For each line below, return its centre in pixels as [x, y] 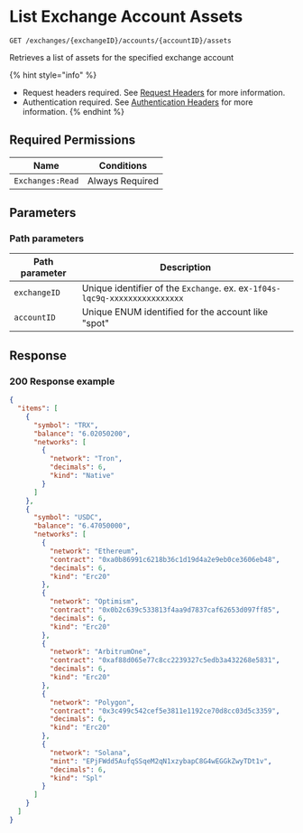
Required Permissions [73, 140]
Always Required [123, 181]
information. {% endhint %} [73, 111]
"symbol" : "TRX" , [66, 425]
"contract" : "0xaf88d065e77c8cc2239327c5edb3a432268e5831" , [165, 660]
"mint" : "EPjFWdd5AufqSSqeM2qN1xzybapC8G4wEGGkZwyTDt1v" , [161, 761]
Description [186, 267]
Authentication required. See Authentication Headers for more [138, 102]
